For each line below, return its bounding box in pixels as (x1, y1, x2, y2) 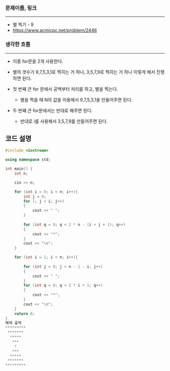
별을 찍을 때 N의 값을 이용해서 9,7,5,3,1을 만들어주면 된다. (20, 97, 133, 103)
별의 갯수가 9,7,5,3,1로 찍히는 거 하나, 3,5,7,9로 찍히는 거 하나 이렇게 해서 (12, 69, 155, 75)
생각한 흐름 (5, 41, 31, 48)
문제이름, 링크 (5, 4, 37, 11)
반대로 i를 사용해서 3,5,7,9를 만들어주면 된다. (20, 118, 108, 124)
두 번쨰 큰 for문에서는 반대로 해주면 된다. (12, 107, 93, 113)
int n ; (14, 171, 28, 176)
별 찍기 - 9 (12, 22, 34, 28)
